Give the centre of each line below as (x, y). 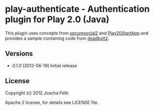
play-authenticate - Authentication (77, 9)
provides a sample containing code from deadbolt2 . (57, 38)
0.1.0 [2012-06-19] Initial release (44, 65)
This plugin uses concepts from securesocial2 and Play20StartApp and (77, 33)
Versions (19, 54)
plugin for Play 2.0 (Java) (57, 19)
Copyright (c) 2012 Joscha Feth (37, 93)
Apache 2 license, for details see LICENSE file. (52, 102)
